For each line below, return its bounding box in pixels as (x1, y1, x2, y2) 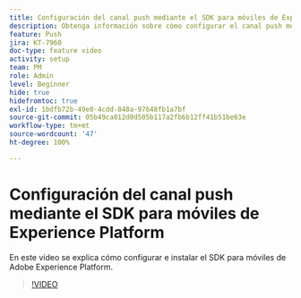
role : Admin (9, 72, 54, 81)
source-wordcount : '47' (9, 130, 99, 139)
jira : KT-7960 (9, 38, 63, 47)
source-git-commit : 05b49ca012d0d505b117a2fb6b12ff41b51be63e (9, 113, 246, 122)
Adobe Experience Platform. (9, 261, 114, 272)
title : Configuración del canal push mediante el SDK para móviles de (9, 13, 279, 22)
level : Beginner (9, 80, 70, 89)
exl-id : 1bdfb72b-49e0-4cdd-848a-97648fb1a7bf (9, 105, 186, 114)
